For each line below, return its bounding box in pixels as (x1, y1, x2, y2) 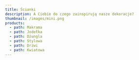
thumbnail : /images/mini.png (5, 16, 64, 21)
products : (5, 20, 25, 26)
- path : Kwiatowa (9, 47, 45, 52)
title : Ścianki (5, 7, 36, 12)
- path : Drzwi (9, 43, 38, 48)
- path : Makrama (9, 25, 42, 30)
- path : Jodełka (9, 30, 42, 34)
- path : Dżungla (9, 34, 42, 39)
